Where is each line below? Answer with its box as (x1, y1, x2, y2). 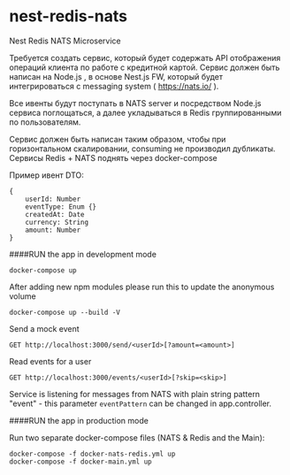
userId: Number (25, 195, 81, 203)
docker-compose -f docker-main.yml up (9, 457, 152, 466)
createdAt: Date (25, 210, 86, 218)
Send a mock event (9, 323, 80, 333)
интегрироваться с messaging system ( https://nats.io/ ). (9, 80, 219, 91)
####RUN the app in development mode (9, 249, 157, 259)
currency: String (25, 218, 89, 226)
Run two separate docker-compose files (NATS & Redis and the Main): (9, 432, 265, 443)
